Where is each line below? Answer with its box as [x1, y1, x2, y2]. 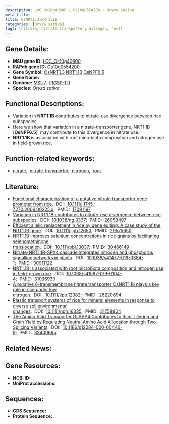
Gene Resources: [5, 361, 61, 370]
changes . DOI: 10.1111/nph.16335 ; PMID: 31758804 [12, 308, 121, 314]
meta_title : [5, 12, 30, 17]
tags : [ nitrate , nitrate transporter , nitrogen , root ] [5, 26, 123, 31]
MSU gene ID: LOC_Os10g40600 [12, 58, 81, 64]
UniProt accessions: [12, 380, 57, 386]
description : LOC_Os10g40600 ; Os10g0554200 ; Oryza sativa [5, 7, 135, 13]
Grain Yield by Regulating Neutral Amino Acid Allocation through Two [12, 319, 156, 325]
